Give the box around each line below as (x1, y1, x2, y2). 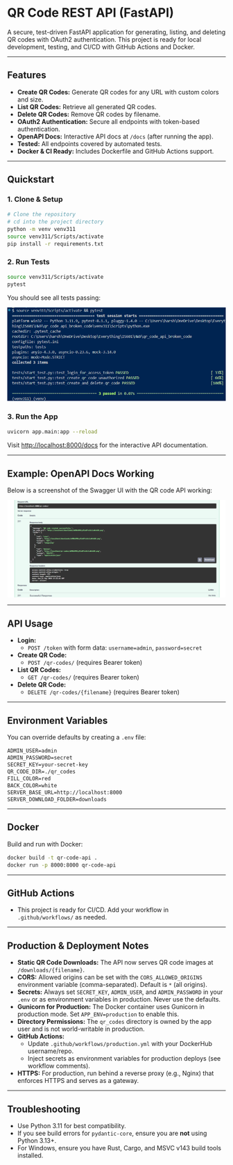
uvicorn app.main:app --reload (7, 428, 98, 435)
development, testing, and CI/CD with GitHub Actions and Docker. (7, 42, 196, 51)
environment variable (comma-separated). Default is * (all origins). (17, 981, 208, 989)
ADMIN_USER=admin (7, 748, 58, 755)
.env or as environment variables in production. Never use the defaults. (17, 995, 221, 1004)
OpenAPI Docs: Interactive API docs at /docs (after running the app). (17, 132, 214, 140)
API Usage (7, 618, 53, 629)
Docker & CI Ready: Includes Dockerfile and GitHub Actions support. (17, 147, 214, 155)
